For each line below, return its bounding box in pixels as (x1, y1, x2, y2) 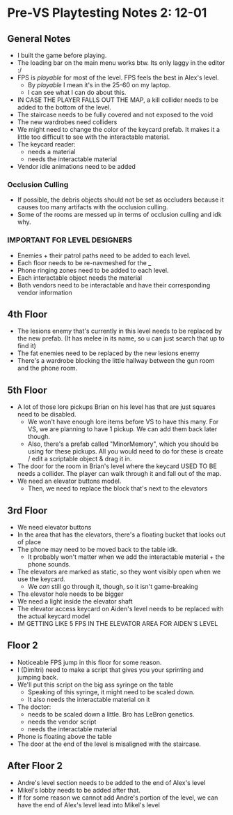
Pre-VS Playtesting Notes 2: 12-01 (7, 5, 207, 21)
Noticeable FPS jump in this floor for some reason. (17, 658, 162, 666)
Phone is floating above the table (17, 732, 113, 740)
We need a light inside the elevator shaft (17, 597, 134, 606)
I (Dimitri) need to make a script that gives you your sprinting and (17, 665, 204, 674)
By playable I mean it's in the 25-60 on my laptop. (27, 81, 171, 89)
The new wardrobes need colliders (17, 118, 118, 126)
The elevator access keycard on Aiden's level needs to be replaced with (17, 605, 224, 613)
